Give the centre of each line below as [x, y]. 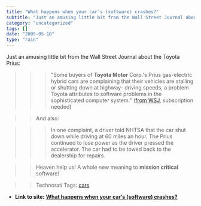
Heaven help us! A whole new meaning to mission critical [107, 167]
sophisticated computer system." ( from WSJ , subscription [122, 100]
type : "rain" [22, 40]
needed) [61, 107]
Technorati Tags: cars [63, 185]
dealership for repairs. [78, 156]
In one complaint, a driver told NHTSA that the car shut [118, 130]
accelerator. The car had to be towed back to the [111, 149]
